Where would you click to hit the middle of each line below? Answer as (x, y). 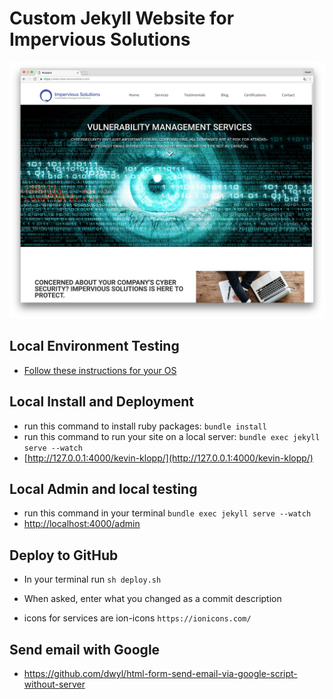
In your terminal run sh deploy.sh (92, 579)
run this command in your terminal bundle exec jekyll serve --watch (167, 513)
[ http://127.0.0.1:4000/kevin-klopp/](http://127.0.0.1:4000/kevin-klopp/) (168, 458)
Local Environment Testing (94, 346)
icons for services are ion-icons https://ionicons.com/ (137, 618)
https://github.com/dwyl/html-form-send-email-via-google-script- (160, 673)
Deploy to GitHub (64, 555)
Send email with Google (85, 649)
